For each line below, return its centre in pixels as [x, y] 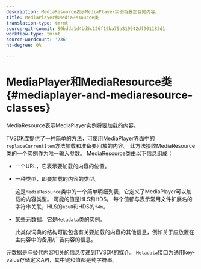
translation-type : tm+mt [37, 23]
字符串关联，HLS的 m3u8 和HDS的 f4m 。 [61, 206]
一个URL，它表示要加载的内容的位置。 [62, 166]
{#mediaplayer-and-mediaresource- [100, 95]
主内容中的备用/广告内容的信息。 [55, 239]
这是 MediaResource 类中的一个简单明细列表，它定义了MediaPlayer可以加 [103, 191]
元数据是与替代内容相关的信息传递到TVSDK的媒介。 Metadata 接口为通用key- [101, 252]
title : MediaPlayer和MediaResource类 [53, 17]
